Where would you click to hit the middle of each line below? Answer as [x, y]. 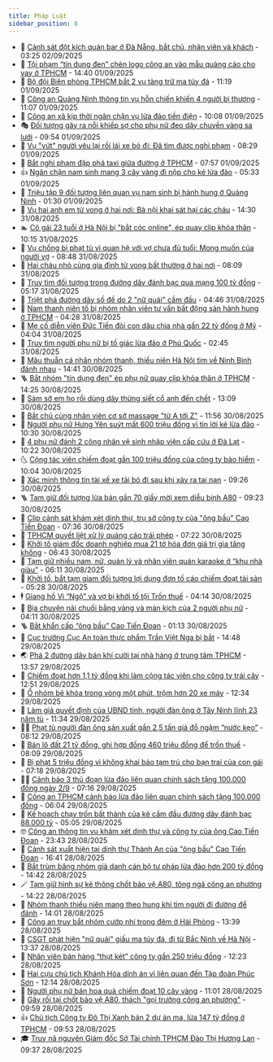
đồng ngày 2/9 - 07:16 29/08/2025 [78, 788]
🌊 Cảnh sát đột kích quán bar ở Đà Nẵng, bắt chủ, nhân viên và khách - [139, 46]
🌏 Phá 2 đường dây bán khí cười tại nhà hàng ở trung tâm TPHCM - [133, 655]
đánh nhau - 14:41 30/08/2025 [71, 369]
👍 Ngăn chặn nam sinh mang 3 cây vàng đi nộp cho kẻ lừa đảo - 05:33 [140, 172]
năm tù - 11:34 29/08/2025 [65, 719]
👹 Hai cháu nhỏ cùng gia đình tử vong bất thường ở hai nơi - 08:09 [131, 264]
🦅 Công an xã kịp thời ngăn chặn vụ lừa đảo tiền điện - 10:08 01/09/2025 [142, 116]
